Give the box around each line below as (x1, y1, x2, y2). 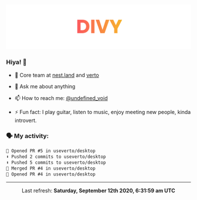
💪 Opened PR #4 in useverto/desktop (6, 171, 96, 177)
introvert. (14, 116, 37, 124)
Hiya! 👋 (6, 58, 27, 66)
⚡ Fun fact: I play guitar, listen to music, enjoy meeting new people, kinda (14, 108, 191, 115)
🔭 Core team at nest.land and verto (14, 71, 100, 78)
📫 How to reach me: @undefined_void (14, 94, 108, 101)
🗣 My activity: (6, 132, 49, 140)
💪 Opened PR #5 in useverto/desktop (6, 148, 96, 154)
